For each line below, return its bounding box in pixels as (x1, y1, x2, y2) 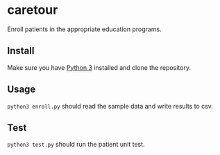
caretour (7, 2, 58, 18)
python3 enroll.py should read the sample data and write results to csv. (7, 102, 214, 110)
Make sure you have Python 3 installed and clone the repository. (7, 63, 192, 71)
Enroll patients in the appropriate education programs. (7, 25, 162, 33)
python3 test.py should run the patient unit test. (7, 140, 145, 149)
